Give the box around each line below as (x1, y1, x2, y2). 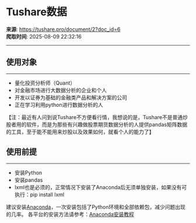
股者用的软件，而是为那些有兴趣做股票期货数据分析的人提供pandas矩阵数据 (6, 121, 188, 128)
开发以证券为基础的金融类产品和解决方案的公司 (14, 94, 127, 101)
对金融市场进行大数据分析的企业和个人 (14, 86, 107, 93)
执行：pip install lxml (14, 191, 65, 198)
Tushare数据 (6, 5, 67, 19)
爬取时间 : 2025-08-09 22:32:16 (6, 33, 82, 40)
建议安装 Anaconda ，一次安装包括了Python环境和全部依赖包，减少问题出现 (6, 203, 185, 210)
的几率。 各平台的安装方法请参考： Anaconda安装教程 (6, 211, 134, 218)
